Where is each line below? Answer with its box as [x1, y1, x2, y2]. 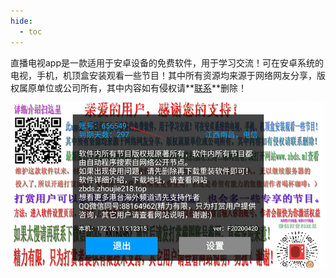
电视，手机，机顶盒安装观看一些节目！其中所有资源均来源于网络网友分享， [10, 69, 317, 81]
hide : [10, 16, 33, 26]
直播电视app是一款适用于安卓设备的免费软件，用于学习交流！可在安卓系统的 [10, 56, 325, 69]
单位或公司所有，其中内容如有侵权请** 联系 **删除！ [36, 81, 248, 94]
